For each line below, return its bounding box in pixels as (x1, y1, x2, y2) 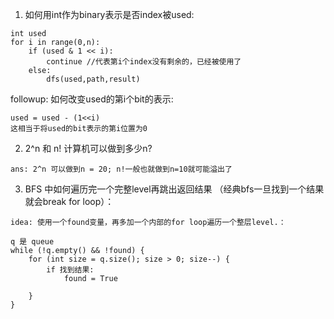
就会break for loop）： (24, 196, 115, 207)
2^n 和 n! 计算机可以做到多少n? (24, 143, 153, 154)
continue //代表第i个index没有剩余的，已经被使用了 (46, 57, 242, 67)
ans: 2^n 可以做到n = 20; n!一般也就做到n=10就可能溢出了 (10, 164, 233, 174)
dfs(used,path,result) (46, 74, 141, 84)
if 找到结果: (46, 265, 95, 275)
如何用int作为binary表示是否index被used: (24, 9, 195, 20)
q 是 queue (10, 237, 55, 247)
